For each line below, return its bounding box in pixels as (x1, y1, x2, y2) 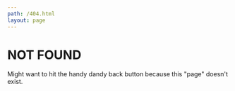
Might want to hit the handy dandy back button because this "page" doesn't (7, 70, 228, 78)
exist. (7, 78, 23, 86)
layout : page (7, 17, 46, 24)
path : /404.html (7, 10, 55, 17)
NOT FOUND (7, 47, 82, 63)
